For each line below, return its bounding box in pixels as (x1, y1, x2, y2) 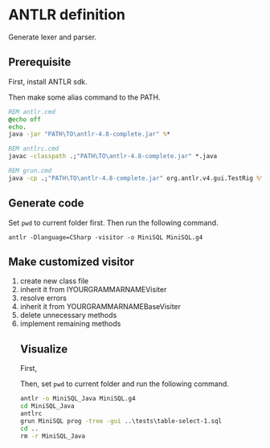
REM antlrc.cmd (8, 145, 59, 153)
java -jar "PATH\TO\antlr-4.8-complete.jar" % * (8, 130, 171, 138)
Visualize (19, 342, 68, 356)
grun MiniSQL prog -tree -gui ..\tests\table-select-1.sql (19, 417, 223, 425)
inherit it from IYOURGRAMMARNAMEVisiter (19, 285, 167, 295)
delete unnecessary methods (19, 311, 117, 320)
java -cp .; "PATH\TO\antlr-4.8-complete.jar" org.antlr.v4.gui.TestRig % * (8, 174, 264, 182)
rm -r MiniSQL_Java (19, 432, 86, 440)
